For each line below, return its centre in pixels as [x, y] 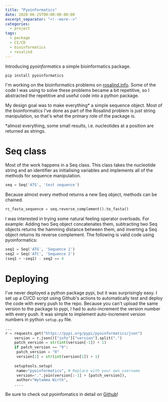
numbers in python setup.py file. [39, 319]
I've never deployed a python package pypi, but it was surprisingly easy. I [81, 292]
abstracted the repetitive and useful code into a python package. [72, 95]
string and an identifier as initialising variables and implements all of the [79, 170]
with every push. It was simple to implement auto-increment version [75, 314]
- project [20, 29]
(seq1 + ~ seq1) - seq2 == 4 [35, 259]
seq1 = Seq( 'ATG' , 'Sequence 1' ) [40, 249]
